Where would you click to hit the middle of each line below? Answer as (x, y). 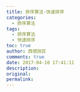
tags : (13, 29)
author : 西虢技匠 (26, 51)
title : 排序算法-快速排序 (35, 12)
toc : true (19, 46)
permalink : (20, 79)
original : (19, 74)
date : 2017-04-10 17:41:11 (40, 62)
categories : (21, 18)
